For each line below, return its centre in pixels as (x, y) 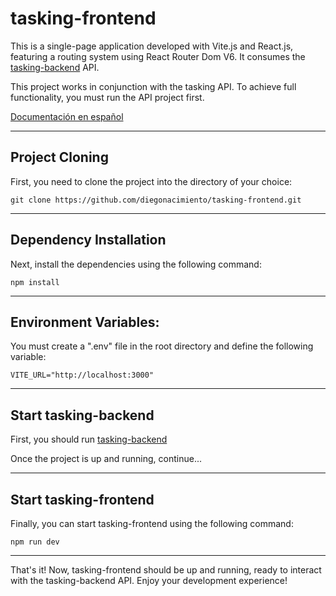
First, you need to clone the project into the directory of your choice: (151, 181)
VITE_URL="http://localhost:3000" (82, 375)
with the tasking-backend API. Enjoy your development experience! (149, 580)
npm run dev (35, 542)
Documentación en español (67, 116)
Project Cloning (59, 157)
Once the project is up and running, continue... (106, 459)
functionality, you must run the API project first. (107, 97)
